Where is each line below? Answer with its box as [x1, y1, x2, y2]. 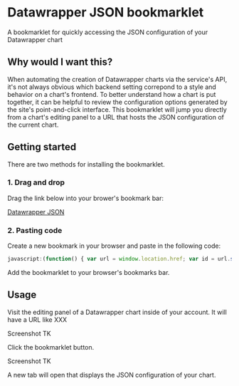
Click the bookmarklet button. [7, 343, 95, 351]
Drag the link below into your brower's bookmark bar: [7, 194, 164, 202]
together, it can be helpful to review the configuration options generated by [7, 98, 228, 106]
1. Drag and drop [7, 177, 65, 187]
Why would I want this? [7, 56, 113, 68]
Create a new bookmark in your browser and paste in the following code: [7, 241, 221, 250]
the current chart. [7, 120, 59, 129]
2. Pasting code [7, 225, 63, 235]
